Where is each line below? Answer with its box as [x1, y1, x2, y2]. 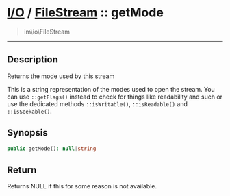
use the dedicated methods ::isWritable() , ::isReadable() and [7, 99, 188, 108]
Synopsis [7, 127, 48, 138]
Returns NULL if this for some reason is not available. [7, 182, 157, 191]
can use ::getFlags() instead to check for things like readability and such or [7, 93, 223, 101]
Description [7, 53, 58, 66]
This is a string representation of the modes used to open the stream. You [7, 85, 216, 93]
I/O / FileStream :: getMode [7, 5, 164, 21]
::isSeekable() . [7, 107, 53, 115]
